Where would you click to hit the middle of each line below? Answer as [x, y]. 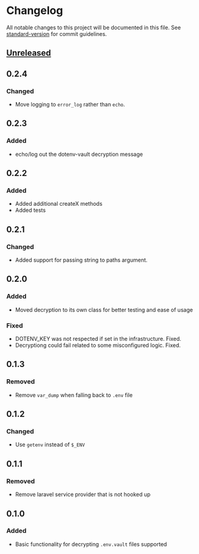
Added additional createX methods [59, 204]
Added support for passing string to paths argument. [81, 260]
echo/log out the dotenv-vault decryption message [79, 154]
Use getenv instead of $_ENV [50, 444]
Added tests [30, 210]
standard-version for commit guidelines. [57, 33]
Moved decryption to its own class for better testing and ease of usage [104, 310]
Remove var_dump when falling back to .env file [74, 395]
